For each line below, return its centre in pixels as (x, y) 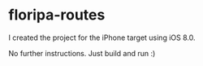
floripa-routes (57, 15)
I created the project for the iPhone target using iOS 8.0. (102, 37)
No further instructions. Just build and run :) (82, 53)
